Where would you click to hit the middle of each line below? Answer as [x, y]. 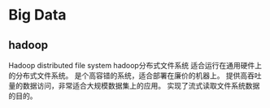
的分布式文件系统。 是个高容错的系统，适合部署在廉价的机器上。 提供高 [128, 76]
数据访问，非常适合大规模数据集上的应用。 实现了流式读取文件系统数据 [141, 86]
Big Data [37, 15]
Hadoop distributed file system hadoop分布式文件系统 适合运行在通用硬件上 [135, 65]
